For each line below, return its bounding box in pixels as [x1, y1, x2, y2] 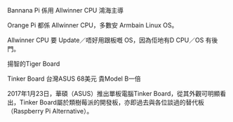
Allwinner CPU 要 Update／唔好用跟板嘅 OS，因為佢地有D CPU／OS [7, 36, 204, 44]
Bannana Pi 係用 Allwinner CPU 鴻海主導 [7, 6, 124, 14]
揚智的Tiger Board [7, 60, 60, 68]
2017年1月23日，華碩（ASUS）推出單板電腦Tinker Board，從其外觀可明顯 [7, 90, 220, 97]
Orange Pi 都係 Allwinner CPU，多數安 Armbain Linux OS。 [7, 21, 178, 29]
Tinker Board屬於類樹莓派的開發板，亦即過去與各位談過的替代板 [19, 98, 205, 107]
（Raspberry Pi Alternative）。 [7, 107, 93, 115]
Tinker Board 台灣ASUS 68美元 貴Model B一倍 [7, 74, 142, 83]
